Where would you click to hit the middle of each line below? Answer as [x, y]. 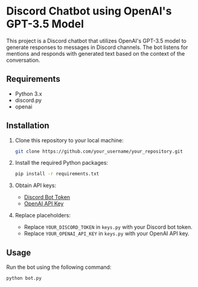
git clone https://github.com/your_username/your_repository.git [99, 151]
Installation [28, 126]
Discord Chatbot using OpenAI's [89, 11]
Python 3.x [28, 94]
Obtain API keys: [36, 185]
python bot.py [24, 279]
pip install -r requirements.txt [57, 174]
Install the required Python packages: [62, 163]
